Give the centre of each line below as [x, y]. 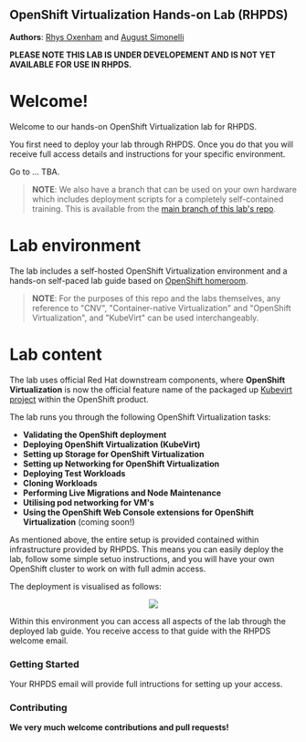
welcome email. [39, 640]
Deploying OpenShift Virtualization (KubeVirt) [111, 444]
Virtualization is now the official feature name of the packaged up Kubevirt [151, 389]
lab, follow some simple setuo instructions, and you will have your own [142, 559]
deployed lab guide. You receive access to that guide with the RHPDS [140, 631]
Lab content [56, 354]
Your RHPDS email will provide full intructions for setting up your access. [146, 684]
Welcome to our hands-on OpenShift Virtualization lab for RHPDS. [133, 126]
